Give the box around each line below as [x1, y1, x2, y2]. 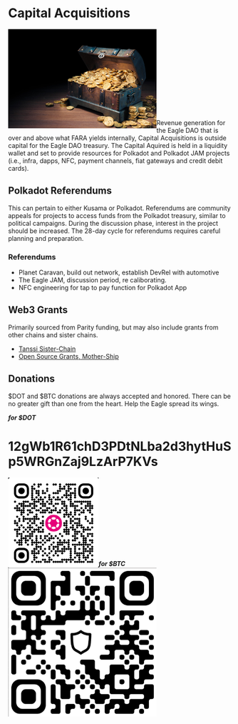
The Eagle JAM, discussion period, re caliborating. [18, 276, 167, 284]
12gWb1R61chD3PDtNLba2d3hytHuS [8, 438, 232, 455]
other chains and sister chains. [8, 330, 98, 339]
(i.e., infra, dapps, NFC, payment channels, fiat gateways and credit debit [8, 156, 223, 165]
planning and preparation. [8, 234, 84, 242]
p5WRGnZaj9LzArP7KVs [8, 453, 159, 470]
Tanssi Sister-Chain [18, 344, 76, 353]
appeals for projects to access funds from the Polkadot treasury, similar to [8, 211, 227, 219]
